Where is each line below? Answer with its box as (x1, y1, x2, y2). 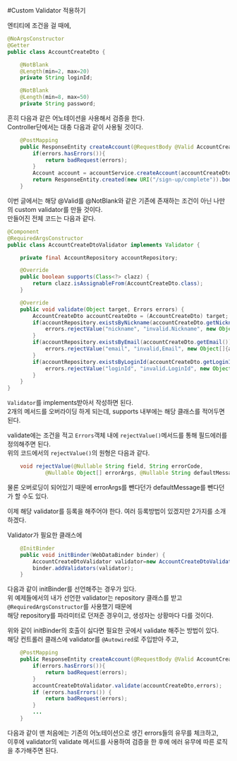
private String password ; (20, 100, 97, 107)
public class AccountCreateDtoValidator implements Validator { (7, 241, 200, 249)
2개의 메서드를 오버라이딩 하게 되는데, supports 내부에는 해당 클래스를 (7, 407, 201, 415)
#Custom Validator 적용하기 (7, 6, 86, 14)
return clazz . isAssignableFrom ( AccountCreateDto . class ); (32, 280, 203, 288)
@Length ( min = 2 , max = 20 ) (20, 68, 90, 75)
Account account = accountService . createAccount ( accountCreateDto (32, 170, 232, 177)
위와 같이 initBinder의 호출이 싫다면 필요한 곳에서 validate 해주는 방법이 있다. (7, 626, 219, 635)
